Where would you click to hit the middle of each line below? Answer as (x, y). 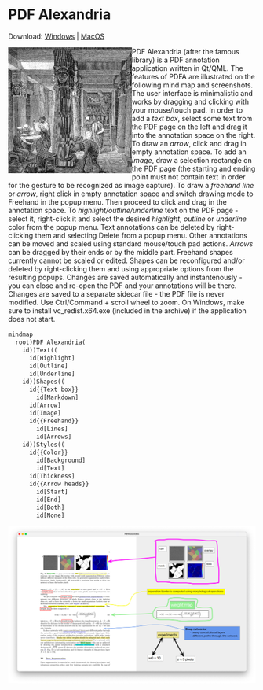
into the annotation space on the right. (194, 135)
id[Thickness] (52, 476)
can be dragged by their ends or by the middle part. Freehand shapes (121, 252)
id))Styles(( (44, 445)
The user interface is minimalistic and (193, 93)
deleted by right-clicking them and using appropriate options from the (121, 268)
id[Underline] (52, 374)
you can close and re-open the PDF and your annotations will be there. (122, 286)
